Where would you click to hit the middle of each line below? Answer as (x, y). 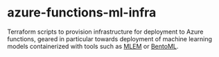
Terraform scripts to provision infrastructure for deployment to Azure (105, 32)
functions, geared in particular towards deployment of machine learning (110, 38)
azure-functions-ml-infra (82, 13)
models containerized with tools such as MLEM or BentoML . (93, 46)
